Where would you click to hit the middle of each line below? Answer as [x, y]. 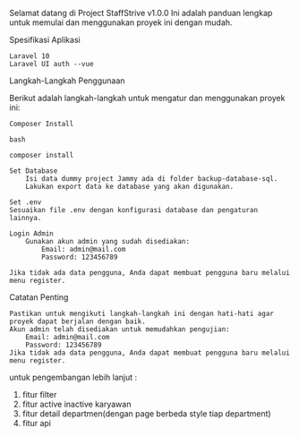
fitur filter [39, 394]
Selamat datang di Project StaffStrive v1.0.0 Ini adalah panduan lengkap [141, 13]
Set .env [26, 202]
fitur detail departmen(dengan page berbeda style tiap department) [146, 414]
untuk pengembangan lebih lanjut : [73, 377]
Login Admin [31, 234]
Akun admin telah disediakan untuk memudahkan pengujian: [120, 330]
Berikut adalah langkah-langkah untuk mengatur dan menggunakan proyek [147, 98]
